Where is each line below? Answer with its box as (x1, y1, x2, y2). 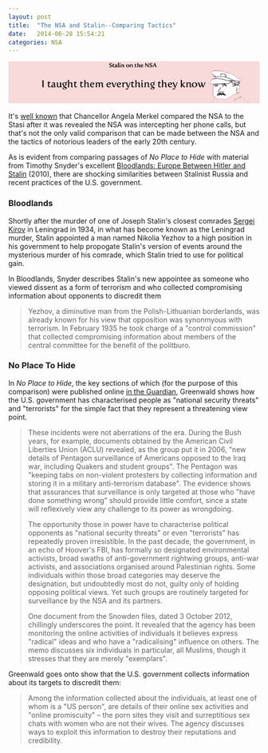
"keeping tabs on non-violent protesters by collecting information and (27, 470, 258, 479)
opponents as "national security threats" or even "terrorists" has (27, 528, 240, 537)
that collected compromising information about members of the (27, 331, 237, 341)
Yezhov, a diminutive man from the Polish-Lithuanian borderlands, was (27, 306, 260, 315)
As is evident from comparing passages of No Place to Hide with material (8, 153, 250, 162)
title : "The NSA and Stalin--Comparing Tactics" (8, 21, 177, 30)
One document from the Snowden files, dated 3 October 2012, (27, 611, 233, 620)
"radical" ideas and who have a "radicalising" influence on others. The (27, 636, 259, 646)
